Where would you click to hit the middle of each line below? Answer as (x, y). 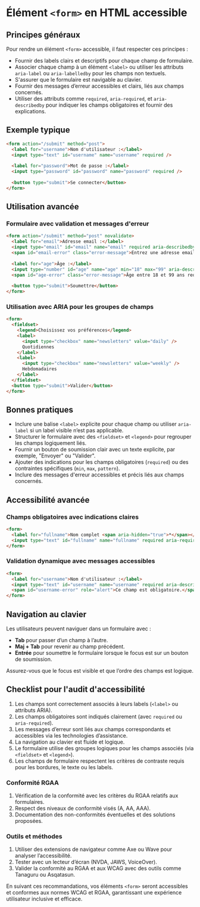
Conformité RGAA (33, 782)
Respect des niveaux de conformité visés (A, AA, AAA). (82, 809)
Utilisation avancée (43, 207)
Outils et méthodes (34, 837)
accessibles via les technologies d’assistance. (71, 735)
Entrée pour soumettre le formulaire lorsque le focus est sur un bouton (101, 653)
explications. (30, 111)
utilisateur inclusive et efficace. (44, 899)
